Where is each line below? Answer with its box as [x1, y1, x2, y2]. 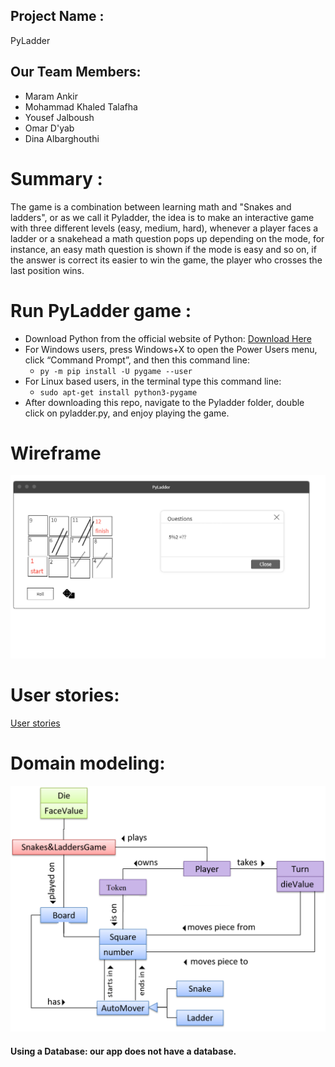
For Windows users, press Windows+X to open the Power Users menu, [24, 343, 318, 355]
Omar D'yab [24, 122, 75, 134]
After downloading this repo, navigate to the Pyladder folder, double [24, 396, 305, 408]
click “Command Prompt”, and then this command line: [24, 354, 250, 366]
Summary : [10, 167, 103, 190]
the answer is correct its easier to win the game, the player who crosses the [10, 254, 323, 266]
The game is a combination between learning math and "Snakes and [10, 200, 292, 213]
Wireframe [10, 442, 102, 464]
